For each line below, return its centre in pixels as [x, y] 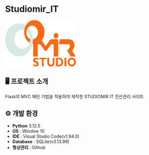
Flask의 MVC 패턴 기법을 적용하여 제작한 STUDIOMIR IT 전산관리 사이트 [74, 96]
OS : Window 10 [28, 131]
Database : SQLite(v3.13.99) [41, 141]
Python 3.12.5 [26, 126]
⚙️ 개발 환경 [22, 114]
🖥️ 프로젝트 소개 [27, 82]
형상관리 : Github [29, 147]
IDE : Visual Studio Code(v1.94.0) [46, 136]
